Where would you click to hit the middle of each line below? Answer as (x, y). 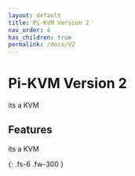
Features (30, 130)
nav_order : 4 (29, 30)
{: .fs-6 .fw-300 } (36, 164)
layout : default (35, 15)
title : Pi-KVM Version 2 (49, 23)
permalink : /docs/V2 (42, 45)
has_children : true (40, 37)
